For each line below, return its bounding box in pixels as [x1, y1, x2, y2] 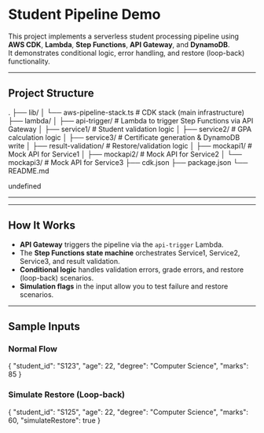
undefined [8, 181, 42, 190]
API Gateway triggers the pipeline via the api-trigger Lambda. [19, 240, 224, 249]
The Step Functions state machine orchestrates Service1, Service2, [19, 248, 240, 257]
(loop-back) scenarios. [19, 273, 94, 282]
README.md [8, 166, 49, 175]
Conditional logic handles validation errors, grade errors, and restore [19, 265, 244, 274]
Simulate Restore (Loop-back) [8, 389, 126, 400]
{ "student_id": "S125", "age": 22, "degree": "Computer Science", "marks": [8, 407, 249, 416]
